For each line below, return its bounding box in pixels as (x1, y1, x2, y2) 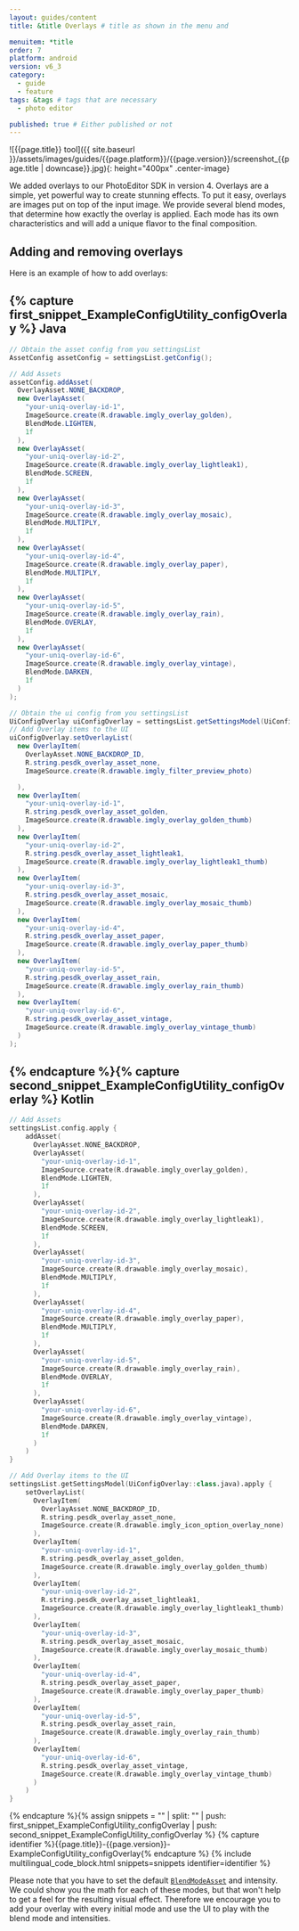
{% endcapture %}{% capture (9, 1064, 180, 1079)
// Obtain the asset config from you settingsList (9, 345, 201, 354)
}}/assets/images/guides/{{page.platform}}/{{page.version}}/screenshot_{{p (9, 153, 290, 165)
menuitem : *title (9, 37, 74, 46)
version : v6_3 (9, 62, 62, 71)
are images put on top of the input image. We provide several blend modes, (9, 200, 286, 210)
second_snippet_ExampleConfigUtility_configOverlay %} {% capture (9, 1829, 260, 1840)
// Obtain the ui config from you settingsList (9, 708, 190, 717)
